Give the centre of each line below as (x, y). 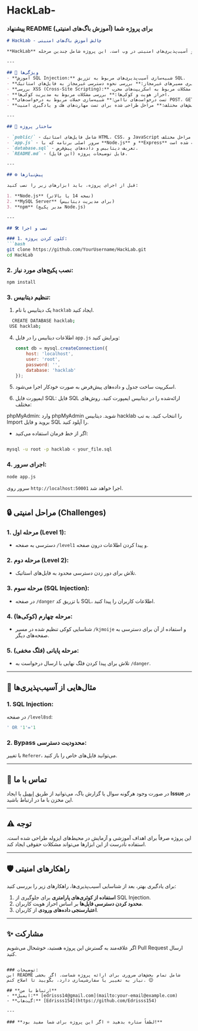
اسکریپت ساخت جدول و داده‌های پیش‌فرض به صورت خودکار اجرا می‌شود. (95, 387)
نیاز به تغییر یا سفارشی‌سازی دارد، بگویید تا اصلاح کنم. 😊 (80, 980)
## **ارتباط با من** (32, 990)
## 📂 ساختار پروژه (29, 127)
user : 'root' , (43, 359)
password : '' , (43, 365)
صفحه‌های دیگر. (32, 636)
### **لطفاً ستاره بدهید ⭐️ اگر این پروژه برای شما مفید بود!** (85, 1022)
